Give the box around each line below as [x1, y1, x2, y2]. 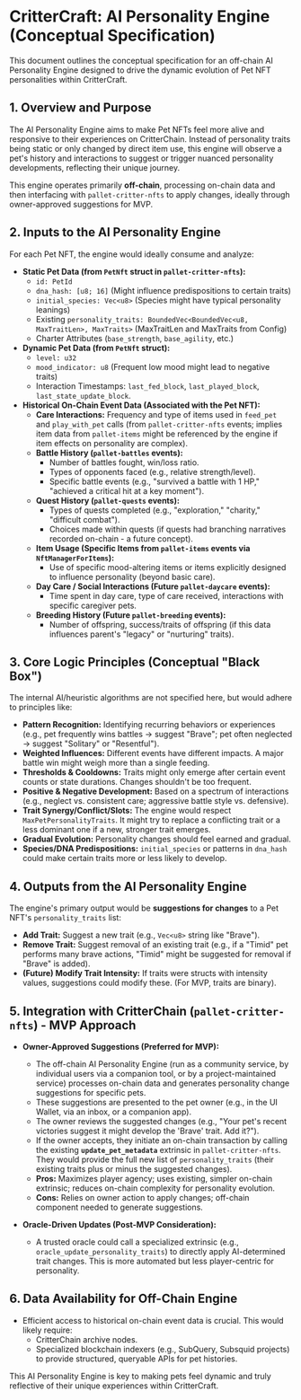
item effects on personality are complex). [35, 437, 189, 448]
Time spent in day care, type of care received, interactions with [49, 590, 285, 601]
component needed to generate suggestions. [35, 1202, 204, 1212]
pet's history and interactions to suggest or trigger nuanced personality [9, 153, 274, 163]
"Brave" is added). [22, 958, 92, 969]
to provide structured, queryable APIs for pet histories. [35, 1353, 238, 1364]
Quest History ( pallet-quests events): [35, 495, 180, 506]
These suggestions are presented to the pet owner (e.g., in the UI [35, 1097, 279, 1107]
